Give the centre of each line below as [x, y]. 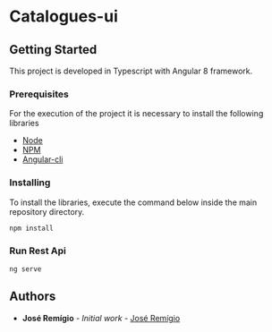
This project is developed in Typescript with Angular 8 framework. [131, 71]
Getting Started [53, 50]
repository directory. [47, 211]
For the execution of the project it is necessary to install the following [136, 114]
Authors [33, 297]
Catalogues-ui [64, 17]
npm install [31, 228]
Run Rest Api [38, 251]
